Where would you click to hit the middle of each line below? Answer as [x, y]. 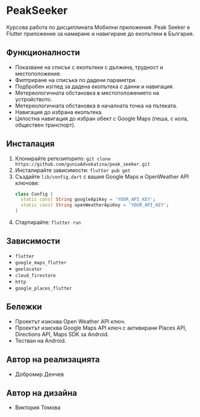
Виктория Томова [38, 407]
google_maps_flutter [41, 263]
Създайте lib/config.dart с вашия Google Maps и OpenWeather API [102, 176]
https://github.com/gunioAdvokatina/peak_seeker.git [83, 164]
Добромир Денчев [39, 374]
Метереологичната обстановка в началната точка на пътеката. [96, 106]
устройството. [33, 99]
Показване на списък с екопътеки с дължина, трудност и [89, 67]
